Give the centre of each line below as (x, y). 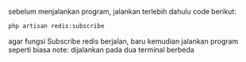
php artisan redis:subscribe (56, 26)
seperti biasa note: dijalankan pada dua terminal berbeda (101, 49)
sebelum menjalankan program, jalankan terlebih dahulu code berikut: (122, 12)
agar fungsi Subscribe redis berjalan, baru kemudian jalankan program (123, 41)
